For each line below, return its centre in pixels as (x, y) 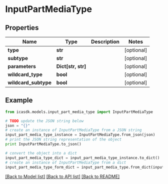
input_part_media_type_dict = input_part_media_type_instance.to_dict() (82, 158)
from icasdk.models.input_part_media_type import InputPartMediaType (79, 112)
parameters (22, 66)
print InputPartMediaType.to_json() (43, 144)
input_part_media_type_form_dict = (42, 167)
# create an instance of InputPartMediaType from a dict (66, 162)
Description (105, 42)
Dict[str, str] (71, 66)
